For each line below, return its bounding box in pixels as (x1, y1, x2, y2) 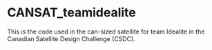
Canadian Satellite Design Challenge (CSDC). (7, 34, 136, 42)
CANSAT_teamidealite (7, 5, 136, 21)
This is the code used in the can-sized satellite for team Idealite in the (7, 27, 205, 36)
